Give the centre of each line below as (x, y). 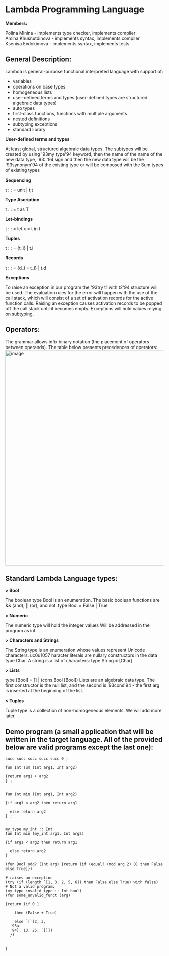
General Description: (38, 60)
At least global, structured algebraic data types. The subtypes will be (77, 149)
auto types (24, 108)
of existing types (23, 170)
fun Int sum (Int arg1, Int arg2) (41, 768)
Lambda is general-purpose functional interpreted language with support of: (84, 71)
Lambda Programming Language (75, 9)
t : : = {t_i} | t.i (19, 248)
